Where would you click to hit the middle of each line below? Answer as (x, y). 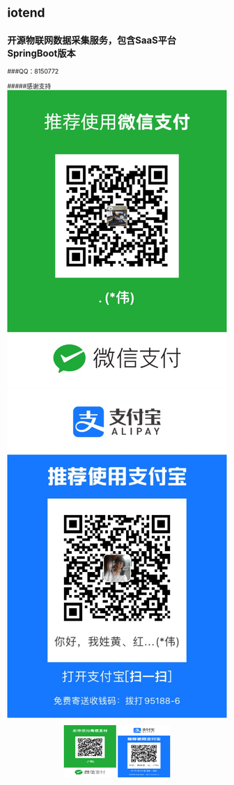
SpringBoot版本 (42, 53)
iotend (26, 13)
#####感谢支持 (29, 86)
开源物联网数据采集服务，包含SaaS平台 (92, 40)
